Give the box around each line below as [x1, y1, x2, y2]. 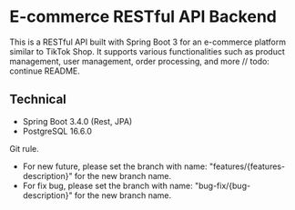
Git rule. [9, 143, 39, 154]
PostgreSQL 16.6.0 [22, 125, 93, 136]
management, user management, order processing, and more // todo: [9, 55, 270, 66]
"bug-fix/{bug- [194, 180, 251, 191]
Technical [9, 92, 66, 107]
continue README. [9, 65, 80, 76]
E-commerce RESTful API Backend [9, 6, 278, 27]
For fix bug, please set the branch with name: [22, 180, 193, 191]
